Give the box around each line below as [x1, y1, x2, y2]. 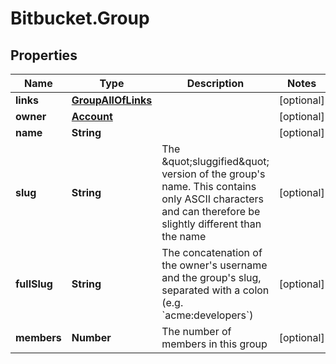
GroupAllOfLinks [71, 93, 153, 107]
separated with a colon [161, 283, 270, 297]
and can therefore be [161, 205, 261, 218]
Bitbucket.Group [10, 7, 150, 30]
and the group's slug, [161, 271, 262, 284]
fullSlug [15, 277, 53, 291]
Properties [10, 47, 78, 64]
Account [71, 110, 113, 123]
